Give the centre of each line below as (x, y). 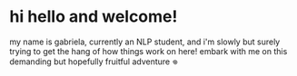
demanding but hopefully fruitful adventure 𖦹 (94, 62)
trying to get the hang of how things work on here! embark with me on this (148, 51)
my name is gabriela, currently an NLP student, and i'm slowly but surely (145, 42)
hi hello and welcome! (94, 17)
